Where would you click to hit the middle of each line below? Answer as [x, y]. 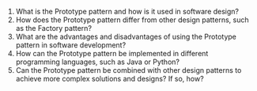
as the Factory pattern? [54, 28]
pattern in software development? [71, 45]
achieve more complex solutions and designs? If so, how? [110, 79]
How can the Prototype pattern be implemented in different [112, 53]
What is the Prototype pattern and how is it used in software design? [127, 11]
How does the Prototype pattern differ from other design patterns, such [132, 20]
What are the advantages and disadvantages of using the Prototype [126, 36]
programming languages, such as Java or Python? [98, 62]
